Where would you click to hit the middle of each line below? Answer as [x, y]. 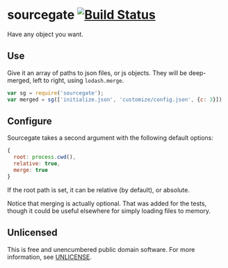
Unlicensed [32, 233]
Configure [30, 121]
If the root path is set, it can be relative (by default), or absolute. [98, 190]
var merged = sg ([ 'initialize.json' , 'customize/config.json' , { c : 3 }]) [115, 100]
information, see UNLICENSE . [49, 257]
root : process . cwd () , [45, 157]
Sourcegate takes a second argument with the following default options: [111, 138]
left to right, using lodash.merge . [78, 80]
